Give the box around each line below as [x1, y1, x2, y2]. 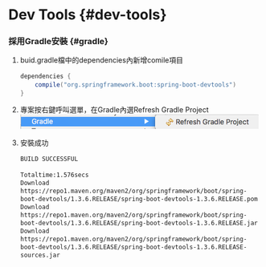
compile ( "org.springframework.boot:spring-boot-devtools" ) [35, 81, 237, 89]
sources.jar [19, 251, 60, 260]
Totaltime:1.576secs [19, 171, 89, 180]
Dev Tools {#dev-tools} [8, 6, 167, 24]
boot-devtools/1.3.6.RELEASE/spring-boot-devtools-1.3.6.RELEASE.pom [19, 195, 259, 204]
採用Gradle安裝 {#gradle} [8, 36, 108, 47]
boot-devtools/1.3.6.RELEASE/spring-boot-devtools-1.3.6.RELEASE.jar [19, 219, 259, 228]
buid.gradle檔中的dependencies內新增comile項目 [19, 55, 183, 65]
